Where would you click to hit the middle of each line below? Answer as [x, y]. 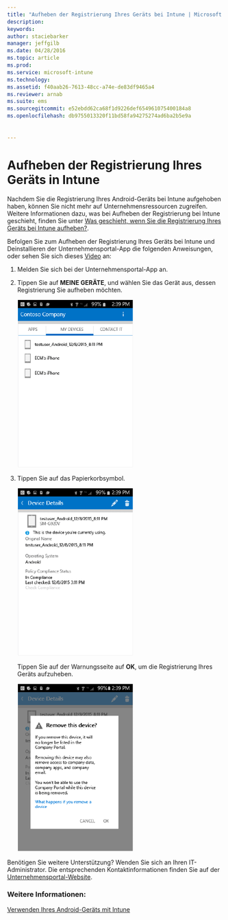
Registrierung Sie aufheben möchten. [70, 290]
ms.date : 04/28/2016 [37, 51]
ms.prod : [20, 65]
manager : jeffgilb [33, 44]
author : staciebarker [38, 36]
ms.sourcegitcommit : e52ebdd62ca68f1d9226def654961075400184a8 [99, 109]
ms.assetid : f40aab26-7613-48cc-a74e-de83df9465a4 [81, 87]
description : [26, 22]
